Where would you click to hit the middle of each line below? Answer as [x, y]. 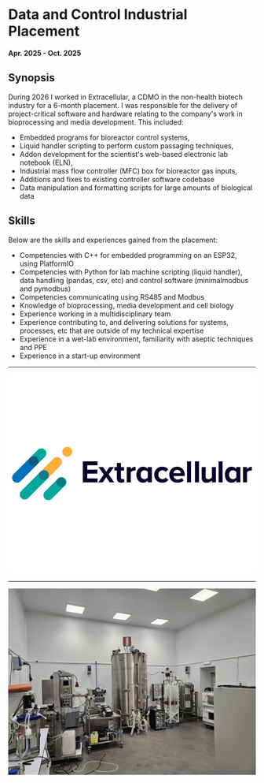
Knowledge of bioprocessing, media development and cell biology [126, 305]
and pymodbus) [45, 289]
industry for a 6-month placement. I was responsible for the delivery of [123, 105]
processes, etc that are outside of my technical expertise [112, 330]
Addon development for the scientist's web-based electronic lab [124, 154]
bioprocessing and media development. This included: [96, 122]
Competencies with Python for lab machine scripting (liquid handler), [131, 272]
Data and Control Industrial [98, 15]
